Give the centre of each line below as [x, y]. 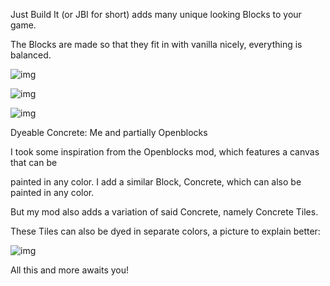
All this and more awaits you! [70, 270]
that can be [34, 162]
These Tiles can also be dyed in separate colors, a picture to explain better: [165, 231]
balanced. [31, 55]
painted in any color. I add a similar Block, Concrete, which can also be [156, 182]
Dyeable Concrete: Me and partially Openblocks [109, 132]
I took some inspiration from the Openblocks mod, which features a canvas [165, 152]
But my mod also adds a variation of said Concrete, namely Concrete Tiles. [164, 212]
